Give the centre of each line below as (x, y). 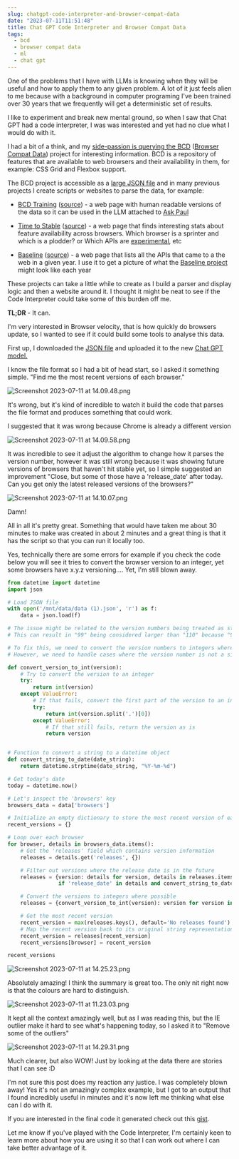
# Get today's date (36, 779)
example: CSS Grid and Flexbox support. (67, 169)
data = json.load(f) (51, 616)
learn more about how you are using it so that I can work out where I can (114, 1140)
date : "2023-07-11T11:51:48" (51, 21)
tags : (15, 34)
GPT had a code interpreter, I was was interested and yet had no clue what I (118, 125)
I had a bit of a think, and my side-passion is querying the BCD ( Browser (113, 146)
